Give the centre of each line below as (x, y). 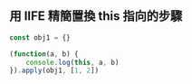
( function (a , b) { (44, 54)
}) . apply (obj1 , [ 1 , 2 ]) (54, 70)
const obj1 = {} (40, 37)
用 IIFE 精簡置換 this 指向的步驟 (96, 16)
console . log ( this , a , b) (72, 62)
